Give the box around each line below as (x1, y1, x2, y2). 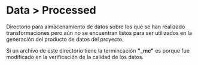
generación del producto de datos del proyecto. (6, 35, 124, 43)
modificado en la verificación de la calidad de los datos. (6, 53, 144, 60)
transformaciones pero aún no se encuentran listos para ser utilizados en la (6, 29, 193, 36)
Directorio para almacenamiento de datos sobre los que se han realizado (6, 23, 185, 30)
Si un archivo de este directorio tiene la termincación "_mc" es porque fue (6, 47, 190, 54)
